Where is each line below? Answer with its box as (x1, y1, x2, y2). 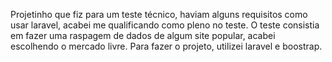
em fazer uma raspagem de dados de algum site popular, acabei (10, 30, 276, 41)
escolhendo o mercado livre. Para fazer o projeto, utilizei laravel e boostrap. (10, 40, 323, 52)
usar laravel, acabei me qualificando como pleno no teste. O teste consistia (10, 19, 320, 31)
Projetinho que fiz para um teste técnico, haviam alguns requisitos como (10, 9, 308, 20)
